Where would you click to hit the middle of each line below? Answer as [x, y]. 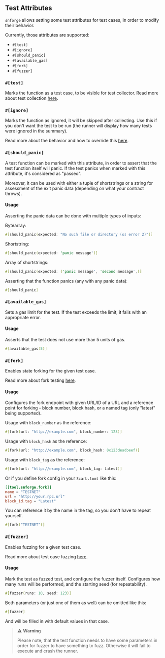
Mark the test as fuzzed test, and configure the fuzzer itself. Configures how [83, 579]
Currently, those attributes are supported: [47, 35]
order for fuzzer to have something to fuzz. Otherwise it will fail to [84, 645]
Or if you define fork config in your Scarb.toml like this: [61, 478]
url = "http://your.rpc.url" [35, 496]
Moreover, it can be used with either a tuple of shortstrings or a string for [79, 183]
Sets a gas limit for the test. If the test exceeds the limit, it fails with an [76, 312]
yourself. [14, 516]
